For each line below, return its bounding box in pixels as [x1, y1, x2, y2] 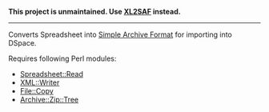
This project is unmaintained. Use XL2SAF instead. [8, 7, 182, 16]
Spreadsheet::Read [19, 70, 84, 78]
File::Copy [19, 86, 54, 95]
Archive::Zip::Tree [19, 95, 78, 104]
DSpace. [8, 38, 37, 47]
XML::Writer [19, 78, 60, 87]
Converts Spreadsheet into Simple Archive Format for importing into [8, 30, 232, 39]
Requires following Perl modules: [8, 54, 117, 63]
